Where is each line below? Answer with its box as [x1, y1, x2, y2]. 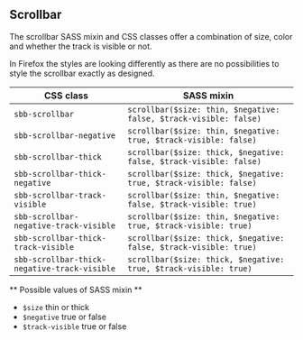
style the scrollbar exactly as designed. [9, 68, 155, 78]
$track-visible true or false [22, 320, 127, 332]
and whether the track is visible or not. [9, 41, 152, 51]
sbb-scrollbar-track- [14, 189, 106, 200]
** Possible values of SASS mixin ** [9, 284, 142, 295]
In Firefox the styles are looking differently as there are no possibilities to [9, 58, 280, 69]
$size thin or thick [22, 301, 90, 312]
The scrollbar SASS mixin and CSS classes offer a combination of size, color [9, 31, 293, 41]
